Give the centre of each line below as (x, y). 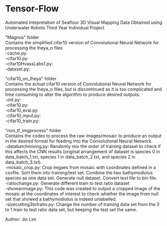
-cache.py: (16, 53)
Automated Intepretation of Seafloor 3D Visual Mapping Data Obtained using (84, 22)
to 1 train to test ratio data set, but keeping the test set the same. (71, 210)
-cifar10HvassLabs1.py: (29, 64)
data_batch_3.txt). (24, 162)
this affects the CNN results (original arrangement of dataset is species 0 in (83, 151)
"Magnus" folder (22, 37)
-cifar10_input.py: (23, 115)
